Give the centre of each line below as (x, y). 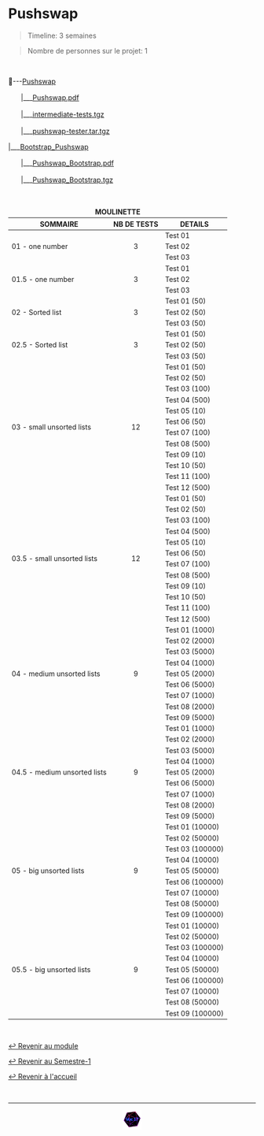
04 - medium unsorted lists (56, 674)
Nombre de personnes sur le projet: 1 (87, 50)
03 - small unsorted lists (51, 427)
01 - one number (40, 247)
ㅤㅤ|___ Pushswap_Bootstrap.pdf (61, 163)
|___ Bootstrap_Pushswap (48, 147)
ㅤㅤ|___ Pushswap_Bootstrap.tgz (61, 180)
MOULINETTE (117, 212)
